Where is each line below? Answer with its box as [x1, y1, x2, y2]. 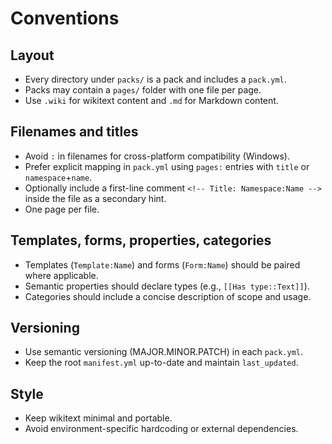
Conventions [10, 7, 120, 30]
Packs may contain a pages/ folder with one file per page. [24, 84, 262, 96]
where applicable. [24, 269, 99, 281]
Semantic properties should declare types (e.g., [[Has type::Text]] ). [24, 280, 310, 292]
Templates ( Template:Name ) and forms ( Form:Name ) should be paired [24, 258, 301, 271]
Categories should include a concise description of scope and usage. [24, 290, 312, 302]
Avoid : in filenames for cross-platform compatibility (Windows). [24, 150, 290, 162]
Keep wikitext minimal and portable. [24, 412, 173, 424]
